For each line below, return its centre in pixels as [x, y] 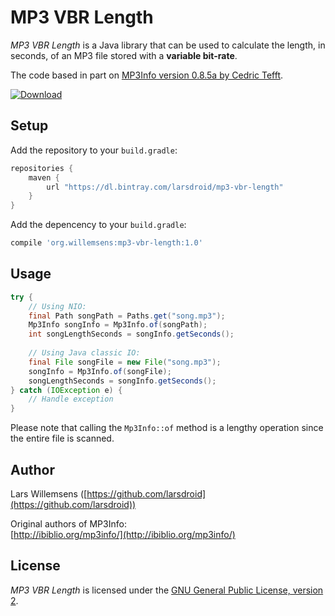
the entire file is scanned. [62, 438]
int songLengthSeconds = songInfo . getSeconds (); [131, 334]
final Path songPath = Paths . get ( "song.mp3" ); [127, 316]
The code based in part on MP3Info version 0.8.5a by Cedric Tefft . [147, 75]
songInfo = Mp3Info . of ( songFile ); [100, 371]
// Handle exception [71, 399]
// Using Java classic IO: [84, 353]
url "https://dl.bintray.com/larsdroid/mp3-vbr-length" [165, 187]
